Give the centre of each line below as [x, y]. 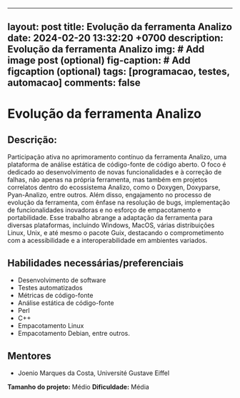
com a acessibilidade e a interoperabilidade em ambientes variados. [107, 241]
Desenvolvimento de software [62, 280]
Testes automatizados [50, 288]
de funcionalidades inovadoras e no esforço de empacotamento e [104, 210]
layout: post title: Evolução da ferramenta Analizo [120, 27]
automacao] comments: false [74, 83]
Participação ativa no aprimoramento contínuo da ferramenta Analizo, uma [117, 157]
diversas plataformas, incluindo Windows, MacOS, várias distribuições [111, 225]
